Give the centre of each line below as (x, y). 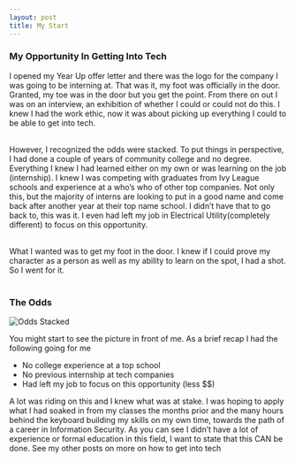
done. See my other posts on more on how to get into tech (115, 449)
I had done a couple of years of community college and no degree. (131, 158)
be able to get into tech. (52, 123)
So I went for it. (37, 270)
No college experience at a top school (91, 366)
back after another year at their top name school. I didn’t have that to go (140, 205)
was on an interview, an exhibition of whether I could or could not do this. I (144, 104)
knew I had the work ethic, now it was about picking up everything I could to (148, 113)
